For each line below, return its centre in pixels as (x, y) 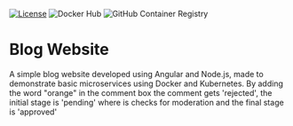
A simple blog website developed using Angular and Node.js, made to (136, 74)
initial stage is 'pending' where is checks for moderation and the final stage (146, 102)
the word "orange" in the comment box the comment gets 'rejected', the (141, 92)
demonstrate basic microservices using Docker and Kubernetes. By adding (146, 83)
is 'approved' (33, 112)
